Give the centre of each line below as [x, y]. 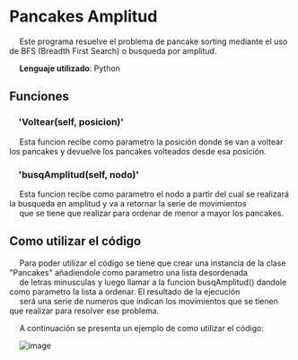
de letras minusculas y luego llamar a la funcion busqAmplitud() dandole [153, 282]
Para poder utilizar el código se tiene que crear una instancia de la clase [153, 263]
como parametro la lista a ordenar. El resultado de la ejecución [125, 291]
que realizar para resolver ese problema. [84, 311]
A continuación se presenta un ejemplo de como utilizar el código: [142, 328]
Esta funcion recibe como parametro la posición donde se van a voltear [151, 142]
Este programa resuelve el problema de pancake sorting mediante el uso [153, 41]
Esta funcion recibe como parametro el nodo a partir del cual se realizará [154, 194]
